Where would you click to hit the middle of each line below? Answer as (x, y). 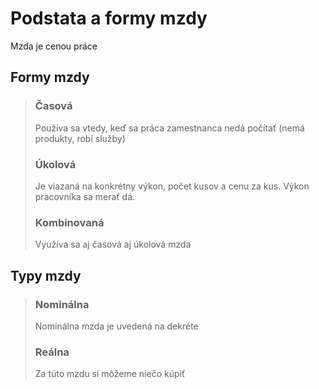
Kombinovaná (69, 222)
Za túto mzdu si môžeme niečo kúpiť (110, 374)
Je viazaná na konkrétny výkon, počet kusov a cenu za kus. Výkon (172, 186)
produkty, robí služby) (80, 138)
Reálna (52, 352)
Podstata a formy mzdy (109, 18)
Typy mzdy (46, 275)
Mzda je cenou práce (54, 46)
